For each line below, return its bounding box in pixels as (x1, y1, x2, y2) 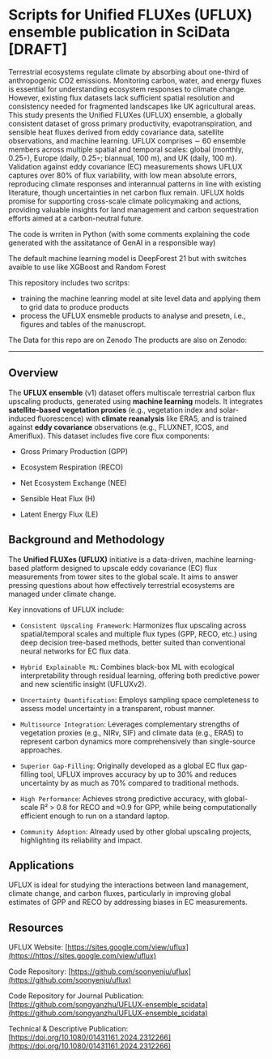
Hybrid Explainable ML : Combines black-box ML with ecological (19, 662, 235, 671)
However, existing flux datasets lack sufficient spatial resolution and (8, 92, 235, 102)
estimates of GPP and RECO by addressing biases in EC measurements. (8, 898, 249, 907)
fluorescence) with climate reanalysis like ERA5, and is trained (37, 414, 247, 423)
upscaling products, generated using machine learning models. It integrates (8, 396, 263, 406)
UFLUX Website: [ (8, 942, 68, 952)
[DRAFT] (8, 41, 67, 58)
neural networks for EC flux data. (19, 646, 131, 656)
